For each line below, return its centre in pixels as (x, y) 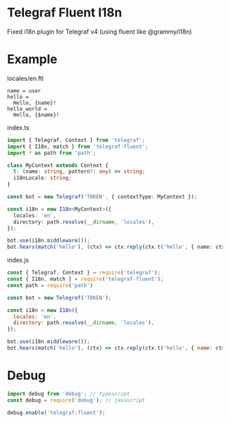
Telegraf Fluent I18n (65, 13)
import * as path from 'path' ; (52, 153)
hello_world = (27, 109)
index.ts (18, 128)
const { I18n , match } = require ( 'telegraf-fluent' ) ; (86, 279)
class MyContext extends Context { (58, 165)
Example (32, 59)
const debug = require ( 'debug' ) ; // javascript (76, 400)
